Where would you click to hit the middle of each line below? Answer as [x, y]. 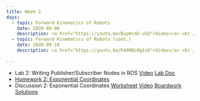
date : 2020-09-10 [38, 45]
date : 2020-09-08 [38, 28]
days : [13, 17]
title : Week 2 [24, 12]
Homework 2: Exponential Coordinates [62, 79]
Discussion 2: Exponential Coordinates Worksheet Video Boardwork [98, 85]
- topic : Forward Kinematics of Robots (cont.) [72, 39]
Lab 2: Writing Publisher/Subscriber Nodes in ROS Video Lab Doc [95, 72]
